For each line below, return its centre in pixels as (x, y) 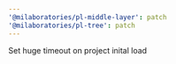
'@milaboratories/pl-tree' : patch (72, 25)
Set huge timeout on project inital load (78, 50)
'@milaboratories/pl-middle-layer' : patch (88, 17)
